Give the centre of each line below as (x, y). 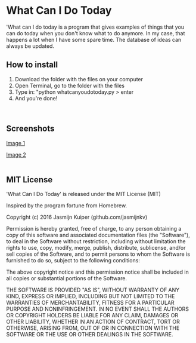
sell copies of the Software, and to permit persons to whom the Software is (98, 254)
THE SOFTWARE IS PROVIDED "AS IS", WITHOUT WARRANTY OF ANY (93, 290)
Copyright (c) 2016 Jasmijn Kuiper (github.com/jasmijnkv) (77, 217)
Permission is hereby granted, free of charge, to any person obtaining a (94, 229)
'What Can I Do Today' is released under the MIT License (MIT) (83, 194)
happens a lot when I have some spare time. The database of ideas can (94, 39)
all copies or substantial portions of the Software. (66, 278)
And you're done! (36, 98)
